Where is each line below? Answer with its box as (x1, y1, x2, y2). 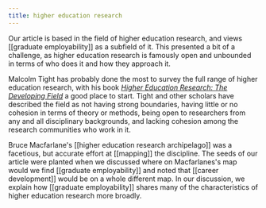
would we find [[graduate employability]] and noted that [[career (8, 165, 219, 175)
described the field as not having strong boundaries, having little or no (8, 99, 238, 109)
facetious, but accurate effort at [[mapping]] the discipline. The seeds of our (8, 148, 258, 158)
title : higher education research (8, 11, 123, 20)
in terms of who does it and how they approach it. (8, 59, 171, 68)
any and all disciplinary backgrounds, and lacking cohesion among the (8, 116, 239, 125)
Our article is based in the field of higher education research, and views (8, 33, 243, 43)
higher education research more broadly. (8, 191, 142, 200)
